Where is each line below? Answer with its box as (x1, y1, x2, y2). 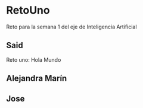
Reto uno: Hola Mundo (6, 56, 61, 63)
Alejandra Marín (6, 74, 67, 84)
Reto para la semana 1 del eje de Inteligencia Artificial (6, 23, 137, 30)
